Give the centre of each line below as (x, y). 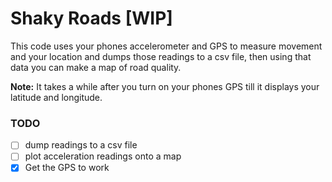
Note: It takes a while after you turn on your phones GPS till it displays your (165, 86)
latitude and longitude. (56, 97)
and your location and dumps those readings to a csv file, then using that (161, 56)
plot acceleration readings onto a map (103, 156)
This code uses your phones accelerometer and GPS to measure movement (166, 46)
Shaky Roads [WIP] (91, 18)
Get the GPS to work (67, 168)
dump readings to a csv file (81, 145)
